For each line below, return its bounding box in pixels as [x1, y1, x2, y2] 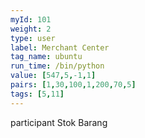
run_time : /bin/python [10, 61, 105, 71]
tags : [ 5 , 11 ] [10, 89, 65, 99]
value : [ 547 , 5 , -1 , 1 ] [10, 71, 97, 81]
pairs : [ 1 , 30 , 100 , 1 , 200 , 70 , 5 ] [10, 80, 137, 90]
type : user [10, 33, 56, 43]
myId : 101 [10, 14, 52, 25]
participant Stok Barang [10, 116, 108, 128]
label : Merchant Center [10, 42, 110, 53]
